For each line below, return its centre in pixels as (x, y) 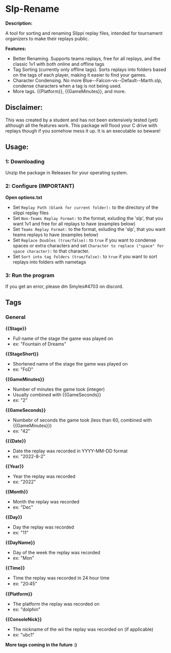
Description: (19, 23)
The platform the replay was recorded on (56, 604)
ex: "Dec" (23, 507)
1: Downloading (25, 161)
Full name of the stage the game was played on (63, 338)
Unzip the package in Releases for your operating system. (67, 173)
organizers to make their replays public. (47, 39)
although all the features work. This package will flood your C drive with (81, 125)
